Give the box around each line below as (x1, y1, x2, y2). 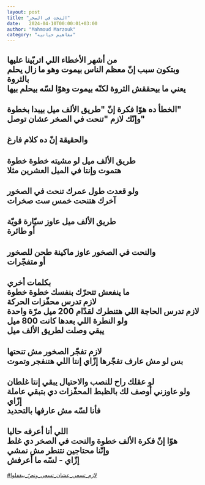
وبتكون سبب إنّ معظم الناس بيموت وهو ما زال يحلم (7, 64, 180, 74)
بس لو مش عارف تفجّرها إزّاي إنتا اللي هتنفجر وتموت (7, 355, 184, 366)
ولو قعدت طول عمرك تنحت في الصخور (7, 186, 139, 196)
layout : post (7, 9, 40, 15)
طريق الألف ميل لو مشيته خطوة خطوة (7, 155, 136, 166)
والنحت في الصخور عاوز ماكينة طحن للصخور (7, 247, 156, 257)
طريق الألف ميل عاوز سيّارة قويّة (7, 216, 116, 227)
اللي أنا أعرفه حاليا (7, 426, 69, 437)
